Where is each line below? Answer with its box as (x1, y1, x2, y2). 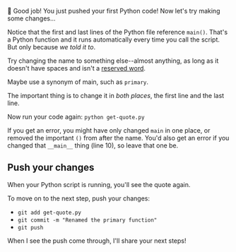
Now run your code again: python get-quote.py (7, 113, 145, 121)
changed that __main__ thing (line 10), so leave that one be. (7, 141, 179, 150)
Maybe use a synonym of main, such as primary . (7, 78, 149, 86)
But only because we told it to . (7, 43, 96, 51)
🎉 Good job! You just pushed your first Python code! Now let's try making (7, 7, 220, 15)
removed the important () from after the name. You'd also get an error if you (7, 134, 230, 142)
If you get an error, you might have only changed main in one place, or (7, 126, 211, 134)
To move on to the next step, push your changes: (7, 194, 151, 203)
